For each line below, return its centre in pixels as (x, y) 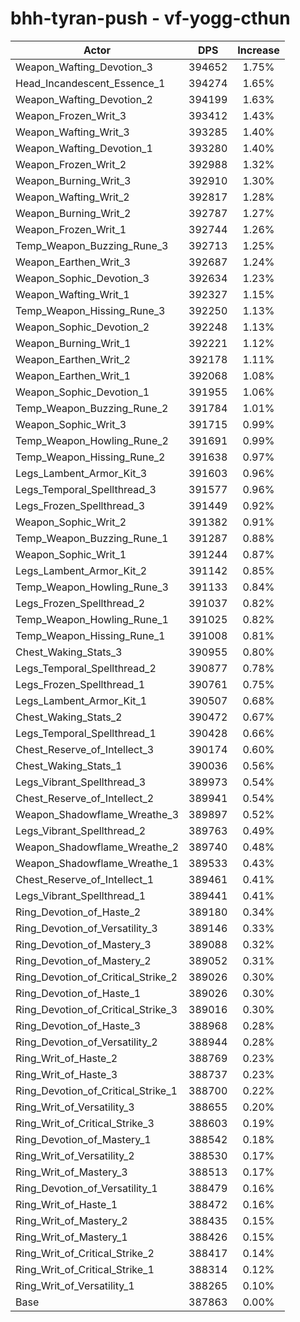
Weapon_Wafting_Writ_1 (72, 294)
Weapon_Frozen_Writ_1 (71, 229)
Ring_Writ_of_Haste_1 (66, 1204)
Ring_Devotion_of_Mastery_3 (83, 944)
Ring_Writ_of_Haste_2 (66, 1058)
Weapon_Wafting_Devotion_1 (84, 148)
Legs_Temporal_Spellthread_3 (86, 489)
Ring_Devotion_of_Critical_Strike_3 (96, 1009)
